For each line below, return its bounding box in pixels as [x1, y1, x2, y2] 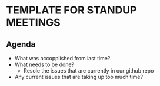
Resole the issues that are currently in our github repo [23, 67, 154, 74]
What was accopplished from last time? [14, 55, 111, 61]
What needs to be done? [14, 61, 75, 68]
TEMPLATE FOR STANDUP [6, 4, 137, 17]
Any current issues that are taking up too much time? [14, 74, 143, 80]
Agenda [6, 39, 36, 49]
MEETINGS [6, 16, 61, 29]
